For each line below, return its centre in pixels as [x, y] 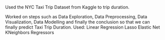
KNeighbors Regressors [30, 32]
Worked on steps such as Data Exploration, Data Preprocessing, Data [76, 17]
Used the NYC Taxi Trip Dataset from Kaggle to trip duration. [67, 7]
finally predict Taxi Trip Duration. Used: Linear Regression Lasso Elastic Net [83, 27]
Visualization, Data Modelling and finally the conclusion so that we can [78, 22]
